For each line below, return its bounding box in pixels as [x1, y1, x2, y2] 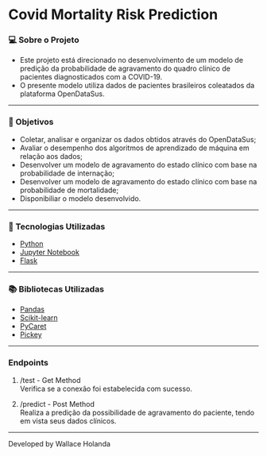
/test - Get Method [19, 375, 81, 385]
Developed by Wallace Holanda [8, 439, 111, 448]
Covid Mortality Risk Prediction [8, 6, 219, 24]
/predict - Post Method [19, 399, 95, 408]
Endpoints [8, 357, 49, 369]
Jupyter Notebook [19, 248, 79, 257]
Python [19, 239, 44, 249]
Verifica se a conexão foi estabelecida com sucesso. [19, 384, 193, 393]
